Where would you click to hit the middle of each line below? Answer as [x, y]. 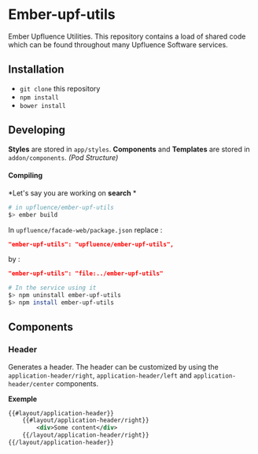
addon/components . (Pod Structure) [63, 157]
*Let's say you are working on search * [72, 193]
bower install [42, 106]
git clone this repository [60, 88]
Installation [36, 70]
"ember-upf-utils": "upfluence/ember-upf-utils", [91, 244]
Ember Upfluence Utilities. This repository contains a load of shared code [127, 36]
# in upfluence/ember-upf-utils [61, 207]
